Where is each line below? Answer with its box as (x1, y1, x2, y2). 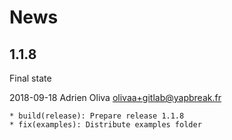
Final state (9, 72, 52, 84)
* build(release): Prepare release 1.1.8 (9, 111, 185, 121)
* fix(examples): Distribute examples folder (9, 120, 202, 130)
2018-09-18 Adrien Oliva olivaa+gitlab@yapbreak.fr (9, 92, 222, 103)
